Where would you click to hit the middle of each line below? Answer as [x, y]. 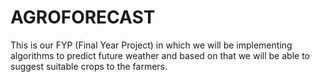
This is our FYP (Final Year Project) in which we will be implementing [151, 45]
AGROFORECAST [83, 17]
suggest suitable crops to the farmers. [89, 66]
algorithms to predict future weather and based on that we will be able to [160, 55]
